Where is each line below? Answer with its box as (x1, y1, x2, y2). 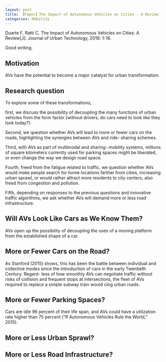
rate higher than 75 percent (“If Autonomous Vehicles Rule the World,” (5, 314, 148, 320)
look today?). (5, 120, 32, 126)
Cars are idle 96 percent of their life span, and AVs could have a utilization (5, 309, 156, 315)
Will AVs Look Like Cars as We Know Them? (5, 215, 143, 223)
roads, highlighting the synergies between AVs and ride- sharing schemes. (5, 135, 157, 140)
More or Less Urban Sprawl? (5, 333, 94, 342)
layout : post (5, 7, 32, 12)
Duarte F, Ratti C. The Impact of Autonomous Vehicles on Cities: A (5, 30, 140, 36)
